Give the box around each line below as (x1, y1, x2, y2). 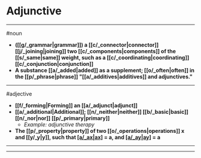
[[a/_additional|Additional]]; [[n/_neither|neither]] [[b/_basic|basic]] (14, 108, 188, 115)
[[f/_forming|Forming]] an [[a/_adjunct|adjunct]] (14, 102, 138, 109)
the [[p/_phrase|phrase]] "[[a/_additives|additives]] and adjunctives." (14, 73, 193, 80)
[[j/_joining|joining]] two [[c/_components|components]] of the (14, 47, 176, 54)
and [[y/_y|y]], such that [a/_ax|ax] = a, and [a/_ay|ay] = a (14, 133, 160, 141)
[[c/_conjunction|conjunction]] (14, 60, 94, 67)
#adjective (6, 90, 32, 97)
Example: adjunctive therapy (23, 121, 95, 128)
